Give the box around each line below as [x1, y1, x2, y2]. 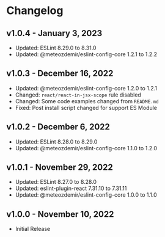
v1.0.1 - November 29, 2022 [6, 162, 113, 173]
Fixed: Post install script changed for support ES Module [15, 104, 158, 111]
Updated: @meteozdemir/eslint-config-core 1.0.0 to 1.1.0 [15, 191, 157, 199]
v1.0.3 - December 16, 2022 [6, 68, 114, 79]
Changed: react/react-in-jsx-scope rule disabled [15, 91, 142, 98]
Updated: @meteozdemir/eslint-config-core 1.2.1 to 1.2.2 [15, 51, 158, 58]
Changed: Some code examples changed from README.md [15, 97, 159, 104]
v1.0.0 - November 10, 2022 [6, 209, 114, 219]
